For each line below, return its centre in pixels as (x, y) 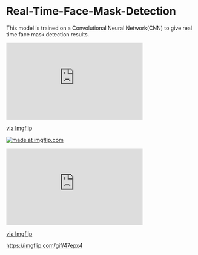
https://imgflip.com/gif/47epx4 (45, 245)
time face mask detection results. (48, 34)
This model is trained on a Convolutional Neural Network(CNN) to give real (99, 28)
